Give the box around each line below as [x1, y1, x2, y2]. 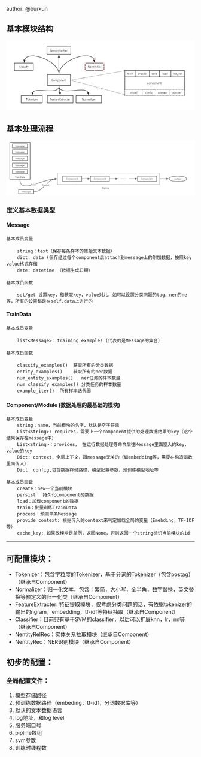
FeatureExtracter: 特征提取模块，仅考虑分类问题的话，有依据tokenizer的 [14, 601, 193, 608]
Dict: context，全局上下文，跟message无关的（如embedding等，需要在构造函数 [17, 454, 193, 460]
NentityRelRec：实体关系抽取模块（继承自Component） [14, 631, 153, 638]
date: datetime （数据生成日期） [17, 267, 93, 273]
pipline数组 [14, 729, 42, 736]
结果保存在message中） [6, 435, 57, 441]
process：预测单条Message [17, 511, 77, 517]
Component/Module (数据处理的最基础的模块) [6, 401, 121, 408]
